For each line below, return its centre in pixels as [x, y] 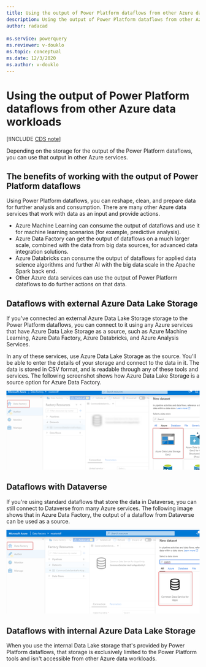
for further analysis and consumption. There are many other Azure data [97, 207]
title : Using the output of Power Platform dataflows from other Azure [100, 13]
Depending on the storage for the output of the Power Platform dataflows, [100, 151]
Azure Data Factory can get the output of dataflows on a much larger [102, 238]
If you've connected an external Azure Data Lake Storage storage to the [97, 318]
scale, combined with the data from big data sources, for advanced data [106, 245]
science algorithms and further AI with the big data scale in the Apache [105, 265]
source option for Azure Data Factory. [54, 383]
